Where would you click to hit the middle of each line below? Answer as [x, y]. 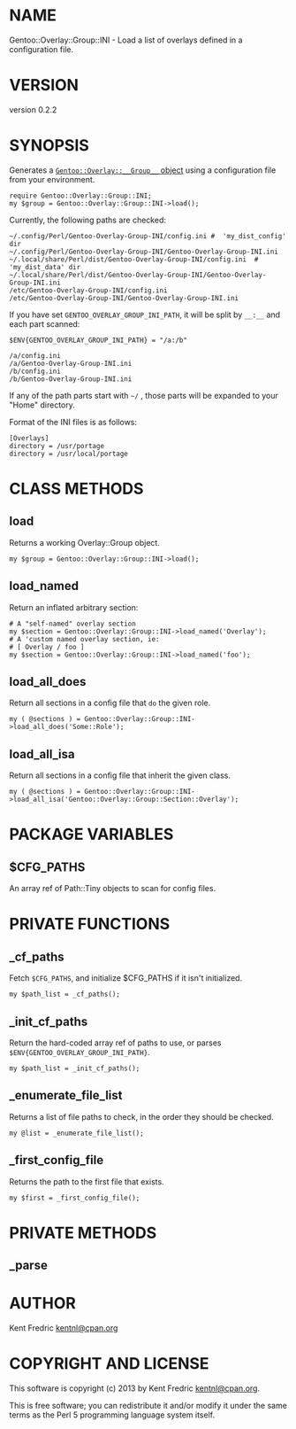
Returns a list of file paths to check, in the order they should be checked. [141, 1116]
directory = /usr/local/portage [68, 454]
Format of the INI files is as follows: [73, 422]
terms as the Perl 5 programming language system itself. [112, 1415]
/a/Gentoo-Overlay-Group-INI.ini [71, 363]
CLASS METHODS [76, 489]
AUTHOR [43, 1304]
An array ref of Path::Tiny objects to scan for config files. [113, 889]
